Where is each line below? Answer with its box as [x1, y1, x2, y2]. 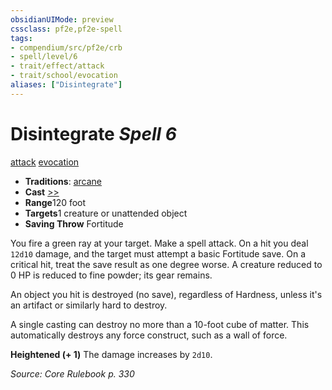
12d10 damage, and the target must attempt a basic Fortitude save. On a [10, 247, 307, 260]
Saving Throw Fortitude [24, 217, 124, 230]
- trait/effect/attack [10, 61, 105, 71]
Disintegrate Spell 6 [10, 122, 177, 145]
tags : [10, 33, 33, 43]
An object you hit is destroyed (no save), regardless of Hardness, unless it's [10, 288, 323, 300]
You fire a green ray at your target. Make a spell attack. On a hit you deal [10, 237, 309, 249]
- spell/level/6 [10, 52, 78, 62]
